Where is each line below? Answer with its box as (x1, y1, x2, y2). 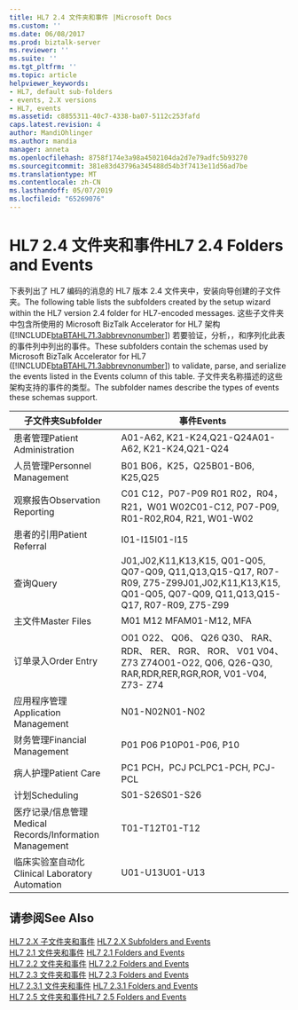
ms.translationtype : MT (9, 170, 98, 178)
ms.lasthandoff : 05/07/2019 (9, 186, 114, 195)
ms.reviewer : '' (9, 46, 69, 55)
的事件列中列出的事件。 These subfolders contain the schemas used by (9, 341, 269, 351)
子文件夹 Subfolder (23, 414, 103, 427)
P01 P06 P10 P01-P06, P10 (121, 738, 240, 751)
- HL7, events (9, 104, 62, 113)
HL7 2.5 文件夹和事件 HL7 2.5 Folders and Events (9, 991, 187, 1002)
